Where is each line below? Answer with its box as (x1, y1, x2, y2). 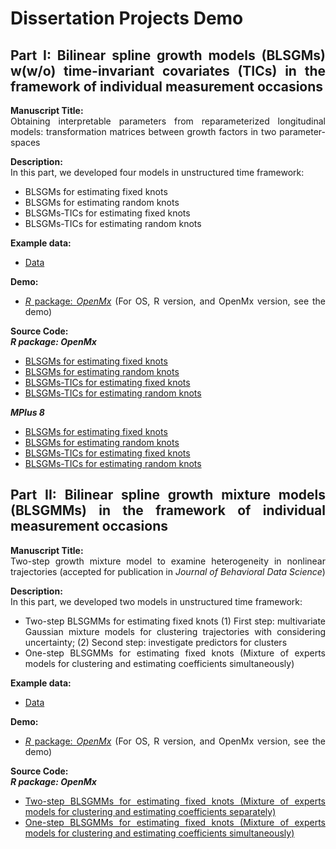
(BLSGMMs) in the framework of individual (10, 502, 326, 519)
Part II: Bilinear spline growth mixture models (10, 487, 326, 504)
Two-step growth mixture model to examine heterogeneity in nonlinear (10, 555, 326, 567)
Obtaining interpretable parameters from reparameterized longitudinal (10, 115, 326, 127)
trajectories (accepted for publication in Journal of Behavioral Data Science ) (10, 565, 326, 577)
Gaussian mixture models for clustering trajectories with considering (24, 625, 326, 637)
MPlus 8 (10, 407, 45, 418)
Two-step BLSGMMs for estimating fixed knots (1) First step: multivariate (24, 615, 326, 627)
